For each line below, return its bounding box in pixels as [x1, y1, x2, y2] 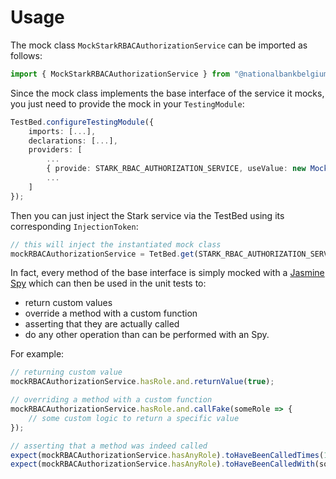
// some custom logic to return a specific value [28, 413, 240, 423]
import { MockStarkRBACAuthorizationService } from [10, 69, 230, 79]
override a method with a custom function [24, 307, 198, 320]
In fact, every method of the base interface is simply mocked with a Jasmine [10, 267, 325, 279]
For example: [10, 348, 65, 360]
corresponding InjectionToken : [10, 220, 139, 232]
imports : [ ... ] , [28, 126, 97, 136]
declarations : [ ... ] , [28, 136, 118, 146]
